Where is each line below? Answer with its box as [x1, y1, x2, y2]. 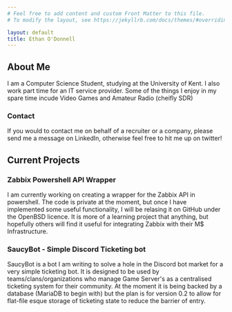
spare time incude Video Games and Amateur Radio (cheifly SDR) [7, 94, 193, 102]
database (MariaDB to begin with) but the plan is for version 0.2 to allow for [7, 289, 222, 298]
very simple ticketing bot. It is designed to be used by [7, 267, 160, 276]
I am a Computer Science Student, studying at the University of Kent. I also [7, 79, 220, 88]
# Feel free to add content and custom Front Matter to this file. [7, 10, 206, 17]
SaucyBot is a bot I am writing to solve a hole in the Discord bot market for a [7, 260, 224, 269]
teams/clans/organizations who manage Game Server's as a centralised [7, 275, 212, 283]
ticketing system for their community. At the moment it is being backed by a [7, 282, 222, 291]
